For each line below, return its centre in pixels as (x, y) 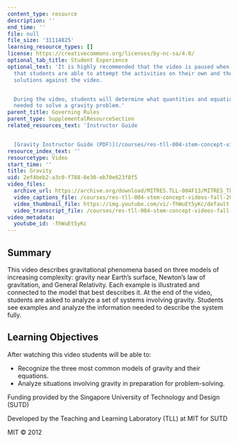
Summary (29, 253)
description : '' (31, 21)
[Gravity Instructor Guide (53, 144)
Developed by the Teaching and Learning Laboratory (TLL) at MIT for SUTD (118, 418)
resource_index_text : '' (44, 151)
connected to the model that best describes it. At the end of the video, (110, 292)
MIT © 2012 (25, 432)
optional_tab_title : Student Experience (68, 60)
